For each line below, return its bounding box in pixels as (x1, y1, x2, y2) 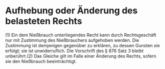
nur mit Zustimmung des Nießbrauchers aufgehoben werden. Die (5, 37, 139, 43)
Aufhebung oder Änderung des (5, 5, 138, 16)
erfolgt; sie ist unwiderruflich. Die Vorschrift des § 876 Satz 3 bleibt (5, 48, 144, 54)
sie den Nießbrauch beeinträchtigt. (5, 58, 77, 64)
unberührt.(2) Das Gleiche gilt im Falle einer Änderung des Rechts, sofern (5, 53, 156, 59)
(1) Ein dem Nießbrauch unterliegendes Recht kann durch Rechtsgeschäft (5, 32, 156, 38)
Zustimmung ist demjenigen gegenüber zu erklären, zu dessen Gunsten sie (5, 42, 160, 48)
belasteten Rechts (5, 15, 82, 27)
